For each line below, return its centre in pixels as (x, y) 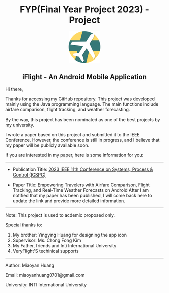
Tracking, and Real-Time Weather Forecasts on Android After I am (81, 190)
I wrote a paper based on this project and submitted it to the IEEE (72, 134)
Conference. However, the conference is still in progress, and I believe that (82, 140)
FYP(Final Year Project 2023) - (84, 9)
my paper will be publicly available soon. (47, 145)
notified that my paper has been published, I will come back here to (82, 195)
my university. (20, 125)
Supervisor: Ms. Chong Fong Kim (47, 240)
